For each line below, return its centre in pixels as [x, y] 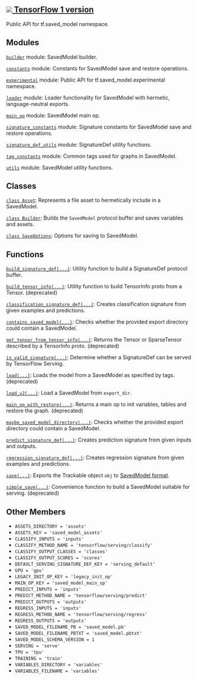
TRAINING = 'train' [39, 659]
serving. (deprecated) [33, 493]
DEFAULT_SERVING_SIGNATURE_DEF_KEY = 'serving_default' [85, 565]
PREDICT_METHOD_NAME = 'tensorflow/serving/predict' [81, 596]
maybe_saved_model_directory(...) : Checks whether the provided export [95, 422]
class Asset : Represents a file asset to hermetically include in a [83, 200]
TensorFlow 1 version [54, 10]
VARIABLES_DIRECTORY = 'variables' [59, 665]
